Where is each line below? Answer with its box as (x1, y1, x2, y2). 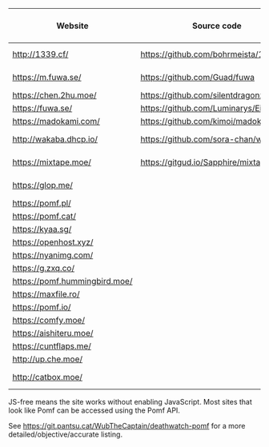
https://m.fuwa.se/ (12, 72, 82, 82)
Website (56, 20, 89, 31)
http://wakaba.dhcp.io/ (12, 134, 98, 145)
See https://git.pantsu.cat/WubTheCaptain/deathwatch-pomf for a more (8, 421, 246, 430)
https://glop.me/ (12, 180, 74, 190)
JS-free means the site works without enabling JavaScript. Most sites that (8, 397, 252, 406)
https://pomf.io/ (12, 301, 71, 313)
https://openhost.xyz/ (12, 237, 94, 247)
